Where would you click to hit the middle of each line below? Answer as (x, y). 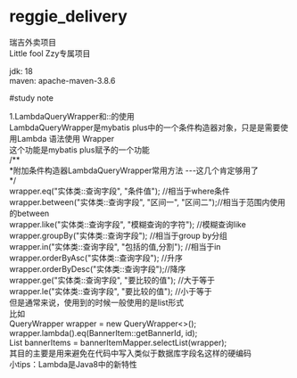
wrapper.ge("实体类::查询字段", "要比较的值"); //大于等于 (112, 280)
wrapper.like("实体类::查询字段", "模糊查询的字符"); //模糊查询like (128, 224)
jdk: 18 (21, 71)
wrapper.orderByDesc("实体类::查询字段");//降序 (98, 268)
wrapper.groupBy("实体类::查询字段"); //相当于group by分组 (118, 235)
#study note (31, 98)
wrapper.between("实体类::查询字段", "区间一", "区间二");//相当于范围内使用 (148, 201)
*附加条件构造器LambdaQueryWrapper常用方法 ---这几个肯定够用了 (134, 170)
